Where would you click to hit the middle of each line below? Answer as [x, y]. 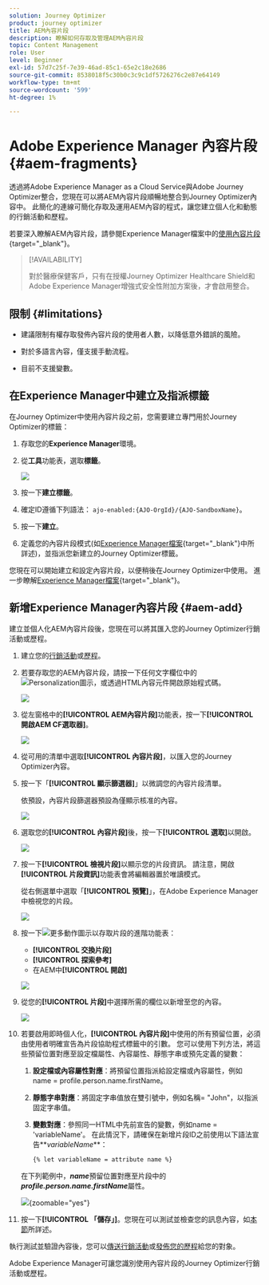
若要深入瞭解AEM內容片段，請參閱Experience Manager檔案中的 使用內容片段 [135, 234]
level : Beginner [36, 61]
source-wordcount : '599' [50, 90]
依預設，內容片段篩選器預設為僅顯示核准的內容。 [101, 800]
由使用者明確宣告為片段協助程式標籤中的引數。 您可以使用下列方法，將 [137, 1043]
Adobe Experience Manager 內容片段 [133, 146]
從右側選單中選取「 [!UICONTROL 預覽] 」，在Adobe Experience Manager [139, 891]
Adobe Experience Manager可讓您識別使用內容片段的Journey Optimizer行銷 [134, 1263]
